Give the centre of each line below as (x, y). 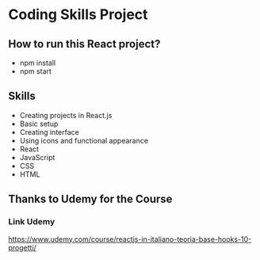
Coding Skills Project (78, 15)
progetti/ (23, 247)
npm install (38, 63)
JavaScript (37, 157)
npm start (35, 71)
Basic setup (39, 124)
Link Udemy (32, 222)
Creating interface (49, 132)
